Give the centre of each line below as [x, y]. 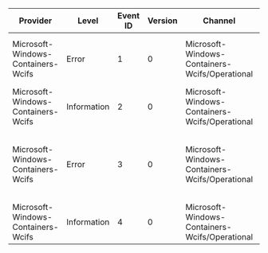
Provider [35, 21]
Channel [219, 21]
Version [162, 21]
